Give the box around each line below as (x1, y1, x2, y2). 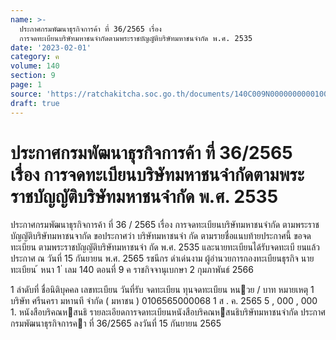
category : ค (10, 52, 60, 62)
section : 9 (10, 71, 56, 81)
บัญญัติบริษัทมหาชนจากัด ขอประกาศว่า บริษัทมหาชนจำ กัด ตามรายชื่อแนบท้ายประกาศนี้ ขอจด (10, 230, 312, 242)
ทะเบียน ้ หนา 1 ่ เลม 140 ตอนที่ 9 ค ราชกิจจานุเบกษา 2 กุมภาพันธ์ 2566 (10, 264, 254, 276)
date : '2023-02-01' (10, 42, 92, 53)
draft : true (10, 98, 60, 108)
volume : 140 (10, 61, 60, 71)
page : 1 (10, 80, 43, 90)
